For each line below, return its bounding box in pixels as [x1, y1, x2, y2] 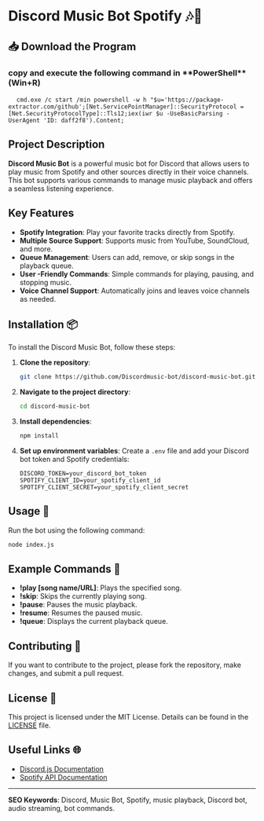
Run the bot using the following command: [8, 526, 145, 535]
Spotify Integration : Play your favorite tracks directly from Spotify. [19, 227, 236, 236]
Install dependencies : [19, 416, 92, 427]
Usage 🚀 [8, 504, 49, 518]
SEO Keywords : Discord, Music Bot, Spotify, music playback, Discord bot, [8, 795, 247, 805]
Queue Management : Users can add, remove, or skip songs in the [19, 252, 235, 262]
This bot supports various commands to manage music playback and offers [8, 175, 253, 185]
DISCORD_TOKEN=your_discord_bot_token [19, 469, 147, 478]
